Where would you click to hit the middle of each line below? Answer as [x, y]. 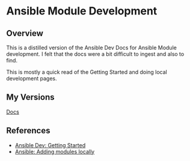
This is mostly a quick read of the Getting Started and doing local [87, 72]
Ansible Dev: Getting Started [50, 145]
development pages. [32, 78]
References [28, 131]
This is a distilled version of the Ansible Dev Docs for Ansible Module [92, 47]
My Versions [31, 97]
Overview [25, 33]
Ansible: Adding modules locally [55, 151]
